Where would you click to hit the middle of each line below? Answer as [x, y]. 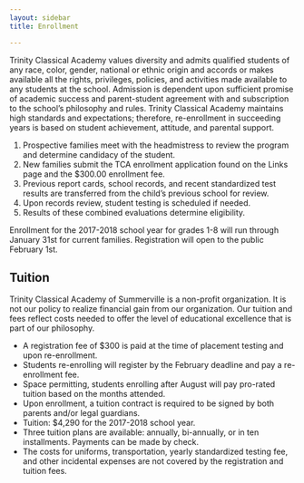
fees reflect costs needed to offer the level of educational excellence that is [151, 319]
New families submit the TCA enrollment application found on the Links [155, 164]
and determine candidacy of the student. [98, 154]
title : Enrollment [44, 26]
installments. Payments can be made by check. [111, 442]
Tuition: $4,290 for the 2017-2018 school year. [109, 423]
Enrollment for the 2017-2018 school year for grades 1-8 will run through [144, 230]
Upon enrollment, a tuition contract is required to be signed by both [148, 403]
